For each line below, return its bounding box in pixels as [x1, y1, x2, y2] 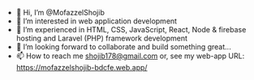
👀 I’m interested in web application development [15, 16, 177, 26]
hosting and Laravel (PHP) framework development [15, 33, 188, 43]
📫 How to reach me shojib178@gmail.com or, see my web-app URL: [15, 51, 245, 61]
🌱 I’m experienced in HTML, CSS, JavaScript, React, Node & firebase [15, 25, 247, 34]
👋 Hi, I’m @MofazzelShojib [15, 8, 105, 17]
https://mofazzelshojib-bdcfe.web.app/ [15, 63, 148, 72]
